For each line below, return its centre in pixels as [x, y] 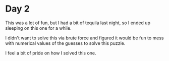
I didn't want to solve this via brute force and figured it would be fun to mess [84, 38]
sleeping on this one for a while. [38, 28]
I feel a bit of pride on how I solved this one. [51, 53]
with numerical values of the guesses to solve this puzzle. [65, 43]
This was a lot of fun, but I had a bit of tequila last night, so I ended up [78, 23]
